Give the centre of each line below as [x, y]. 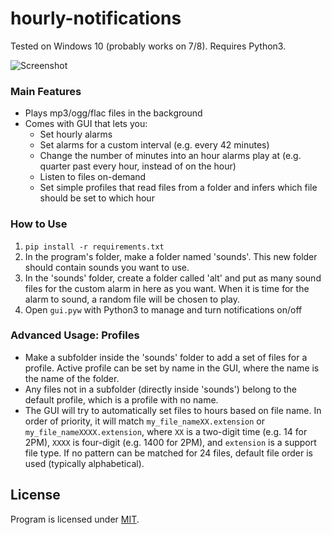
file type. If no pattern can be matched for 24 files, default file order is [168, 453]
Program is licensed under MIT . [75, 519]
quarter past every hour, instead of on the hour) [138, 166]
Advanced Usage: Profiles [75, 335]
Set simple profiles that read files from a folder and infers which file [178, 188]
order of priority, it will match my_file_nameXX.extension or [145, 421]
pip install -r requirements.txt [94, 247]
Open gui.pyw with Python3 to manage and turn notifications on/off [163, 309]
